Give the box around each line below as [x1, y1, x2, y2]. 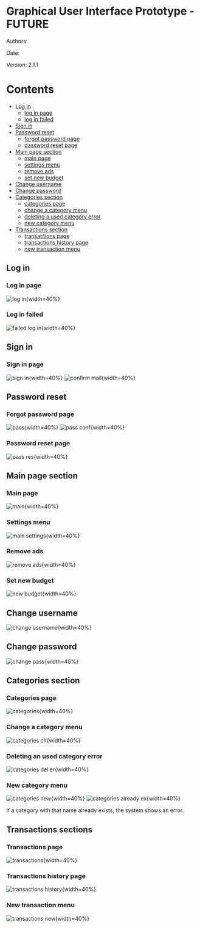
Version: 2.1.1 [6, 61, 38, 68]
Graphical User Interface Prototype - [6, 4, 195, 18]
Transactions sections [6, 824, 93, 835]
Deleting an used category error [6, 752, 103, 760]
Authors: [6, 37, 28, 45]
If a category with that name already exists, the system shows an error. [6, 807, 184, 814]
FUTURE [6, 17, 49, 31]
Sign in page [6, 360, 44, 369]
